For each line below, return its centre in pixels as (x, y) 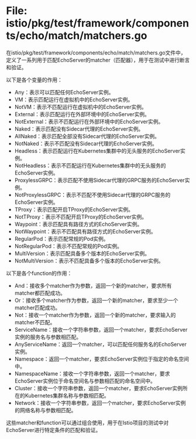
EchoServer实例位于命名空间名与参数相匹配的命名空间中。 (85, 381)
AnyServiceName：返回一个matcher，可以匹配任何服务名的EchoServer (101, 344)
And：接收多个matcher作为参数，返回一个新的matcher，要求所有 (93, 285)
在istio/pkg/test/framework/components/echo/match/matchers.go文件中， (96, 52)
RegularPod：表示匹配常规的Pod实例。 (62, 239)
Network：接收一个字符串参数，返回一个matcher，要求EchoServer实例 (100, 403)
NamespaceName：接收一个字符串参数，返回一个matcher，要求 (92, 373)
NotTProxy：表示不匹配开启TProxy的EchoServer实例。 (81, 217)
